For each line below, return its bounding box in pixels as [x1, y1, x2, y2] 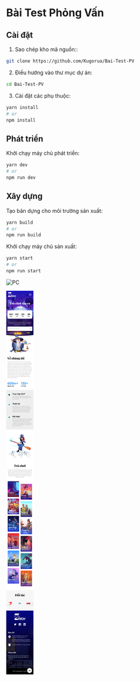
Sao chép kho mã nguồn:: [14, 46, 79, 53]
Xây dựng [6, 191, 43, 201]
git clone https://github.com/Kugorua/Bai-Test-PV [6, 58, 135, 64]
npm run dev [6, 174, 36, 180]
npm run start [6, 268, 42, 274]
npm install [6, 117, 36, 123]
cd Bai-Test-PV [6, 81, 44, 87]
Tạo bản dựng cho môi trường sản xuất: [6, 207, 103, 214]
